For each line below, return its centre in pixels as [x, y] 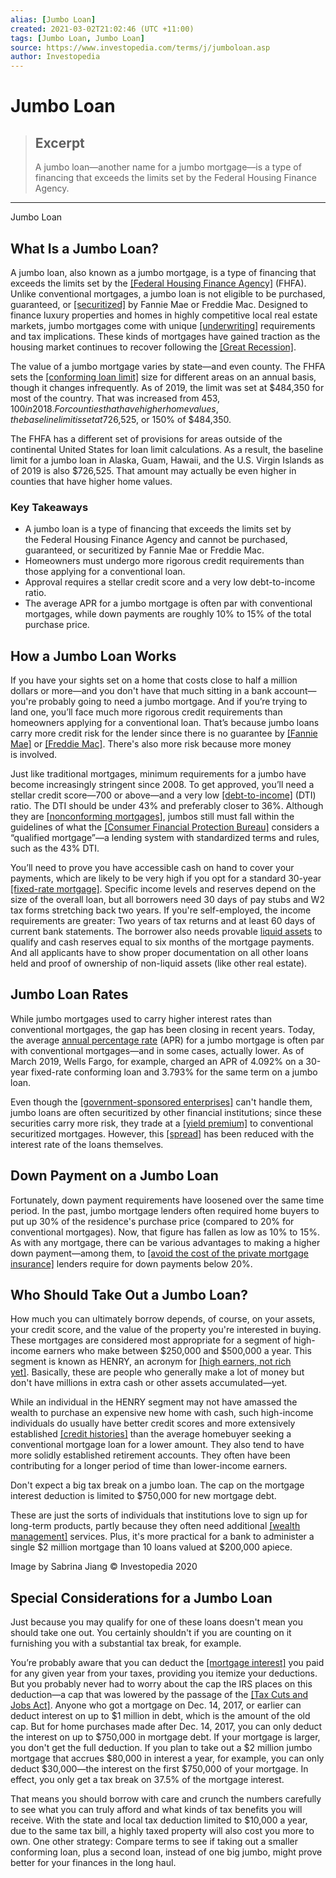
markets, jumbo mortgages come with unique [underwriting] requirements [163, 325]
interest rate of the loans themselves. [87, 1144]
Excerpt [59, 142]
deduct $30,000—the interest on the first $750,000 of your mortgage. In [159, 1769]
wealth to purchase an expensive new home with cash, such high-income [162, 1413]
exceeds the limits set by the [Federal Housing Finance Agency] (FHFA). [158, 283]
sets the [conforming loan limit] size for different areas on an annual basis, [163, 377]
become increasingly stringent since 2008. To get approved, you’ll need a [162, 785]
